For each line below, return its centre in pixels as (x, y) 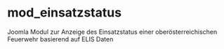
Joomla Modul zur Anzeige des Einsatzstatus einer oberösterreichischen (112, 32)
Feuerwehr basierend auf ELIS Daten (60, 39)
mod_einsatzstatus (64, 13)
